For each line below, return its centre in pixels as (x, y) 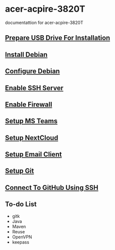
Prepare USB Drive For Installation (58, 38)
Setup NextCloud (32, 138)
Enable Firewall (29, 104)
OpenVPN (22, 237)
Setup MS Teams (31, 121)
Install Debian (26, 55)
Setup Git (19, 171)
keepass (20, 242)
